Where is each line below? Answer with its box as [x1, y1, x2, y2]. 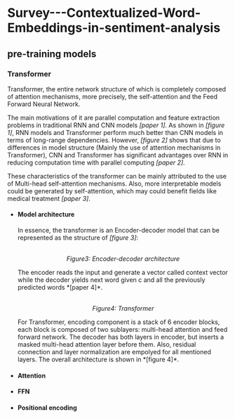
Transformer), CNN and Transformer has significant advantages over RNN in [7, 150, 229, 159]
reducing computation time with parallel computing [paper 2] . [7, 158, 185, 167]
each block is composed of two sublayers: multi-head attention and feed [17, 325, 228, 334]
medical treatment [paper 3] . [7, 194, 91, 202]
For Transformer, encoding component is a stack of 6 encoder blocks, [17, 318, 220, 326]
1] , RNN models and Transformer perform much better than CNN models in [7, 128, 223, 136]
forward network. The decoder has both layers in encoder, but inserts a [17, 333, 224, 342]
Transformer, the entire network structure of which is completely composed [7, 84, 227, 93]
